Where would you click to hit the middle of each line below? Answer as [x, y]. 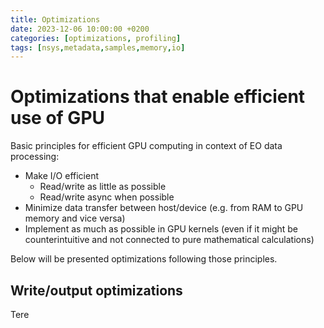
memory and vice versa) [75, 218]
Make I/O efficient [61, 176]
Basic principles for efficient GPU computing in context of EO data [146, 146]
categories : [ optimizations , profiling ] [96, 38]
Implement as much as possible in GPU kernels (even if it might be [161, 229]
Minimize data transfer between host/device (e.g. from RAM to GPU [164, 208]
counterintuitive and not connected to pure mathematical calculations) [169, 240]
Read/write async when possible [107, 197]
